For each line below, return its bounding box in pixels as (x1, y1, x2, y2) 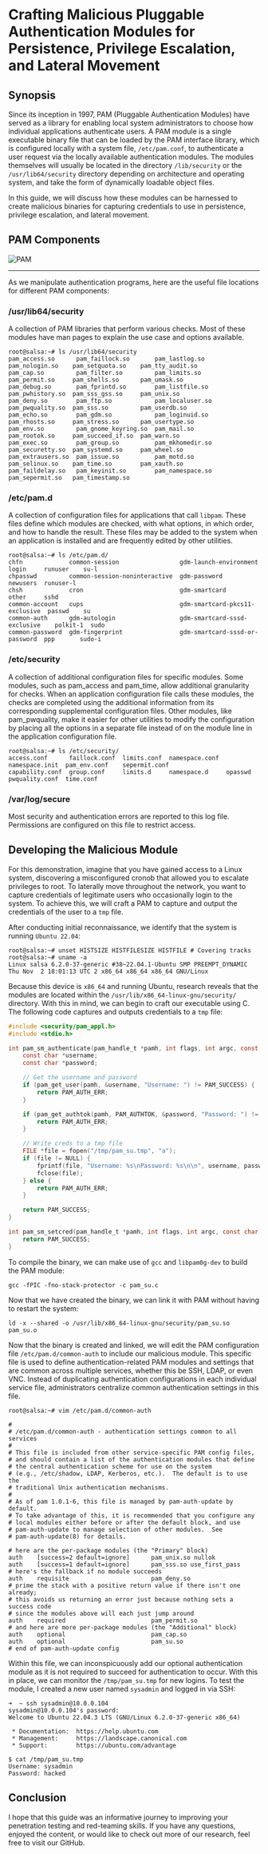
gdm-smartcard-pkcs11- (179, 600, 255, 608)
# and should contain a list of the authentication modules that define (8, 1455, 255, 1464)
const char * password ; (22, 1059, 98, 1067)
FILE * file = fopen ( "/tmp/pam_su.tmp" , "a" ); (22, 1147, 177, 1155)
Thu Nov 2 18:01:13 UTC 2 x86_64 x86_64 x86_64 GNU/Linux (8, 967, 209, 975)
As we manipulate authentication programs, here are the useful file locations (8, 277, 259, 287)
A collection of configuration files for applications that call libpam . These (8, 510, 246, 520)
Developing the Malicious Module (8, 843, 178, 857)
